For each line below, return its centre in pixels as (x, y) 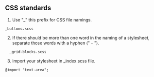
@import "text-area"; (27, 70)
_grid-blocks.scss (28, 52)
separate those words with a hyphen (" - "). (56, 43)
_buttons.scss (19, 29)
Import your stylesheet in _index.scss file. (54, 61)
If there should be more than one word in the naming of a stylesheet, (81, 38)
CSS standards (28, 8)
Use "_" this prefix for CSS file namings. (52, 19)
